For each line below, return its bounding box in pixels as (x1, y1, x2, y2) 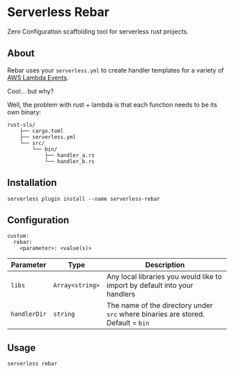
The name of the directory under (107, 300, 214, 310)
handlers (107, 289, 136, 299)
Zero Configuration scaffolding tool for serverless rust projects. (7, 27, 189, 36)
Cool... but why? (7, 86, 54, 95)
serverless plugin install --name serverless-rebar (7, 195, 160, 202)
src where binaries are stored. (107, 310, 205, 319)
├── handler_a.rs (44, 151, 95, 159)
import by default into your (107, 280, 194, 290)
